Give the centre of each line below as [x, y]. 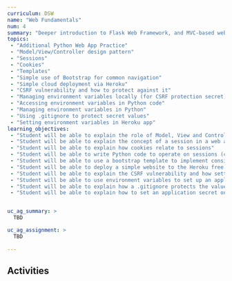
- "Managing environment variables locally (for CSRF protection [106, 97]
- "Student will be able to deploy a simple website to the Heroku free [117, 167]
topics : [18, 39]
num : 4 [17, 26]
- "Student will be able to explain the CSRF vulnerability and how [111, 174]
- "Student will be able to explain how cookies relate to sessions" [112, 148]
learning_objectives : [38, 129]
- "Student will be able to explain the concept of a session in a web [115, 142]
